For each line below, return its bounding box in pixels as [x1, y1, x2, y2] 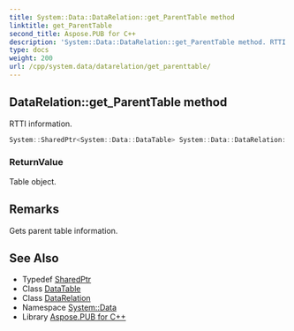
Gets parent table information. [9, 225, 118, 236]
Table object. [9, 176, 57, 186]
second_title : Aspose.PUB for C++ [9, 29, 137, 38]
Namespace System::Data [21, 302, 117, 313]
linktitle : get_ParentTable [9, 21, 113, 30]
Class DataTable [21, 283, 81, 294]
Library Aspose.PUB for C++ [21, 312, 126, 322]
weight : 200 [9, 54, 53, 63]
